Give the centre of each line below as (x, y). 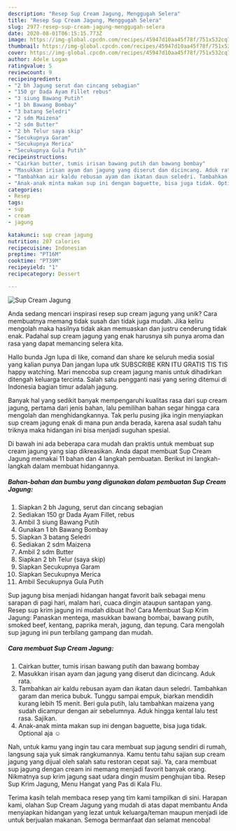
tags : (16, 203)
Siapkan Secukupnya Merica (59, 574)
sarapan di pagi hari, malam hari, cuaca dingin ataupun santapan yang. (110, 603)
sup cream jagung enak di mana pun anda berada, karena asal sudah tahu (114, 423)
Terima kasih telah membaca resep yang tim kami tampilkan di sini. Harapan (118, 797)
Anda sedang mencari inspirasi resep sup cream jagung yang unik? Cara (113, 313)
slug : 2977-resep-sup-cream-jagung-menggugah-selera (86, 27)
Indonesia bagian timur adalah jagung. (63, 387)
